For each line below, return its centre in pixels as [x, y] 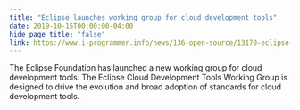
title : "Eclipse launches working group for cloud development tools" [143, 17]
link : [19, 42]
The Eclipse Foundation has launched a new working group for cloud [136, 68]
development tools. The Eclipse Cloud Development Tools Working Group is [149, 78]
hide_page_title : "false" [57, 34]
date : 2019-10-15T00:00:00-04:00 [71, 26]
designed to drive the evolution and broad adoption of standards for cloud [146, 87]
